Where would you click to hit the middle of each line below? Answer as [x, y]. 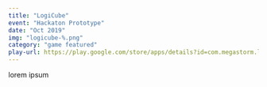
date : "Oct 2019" [37, 30]
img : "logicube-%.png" [46, 38]
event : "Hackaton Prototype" [56, 23]
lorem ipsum [29, 75]
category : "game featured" [53, 45]
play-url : [25, 52]
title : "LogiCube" [39, 15]
